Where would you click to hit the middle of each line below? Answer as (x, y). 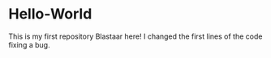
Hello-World (50, 14)
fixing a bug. (29, 44)
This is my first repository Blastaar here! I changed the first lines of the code (135, 36)
